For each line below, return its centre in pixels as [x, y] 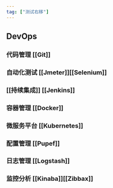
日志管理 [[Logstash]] [38, 161]
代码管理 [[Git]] [28, 54]
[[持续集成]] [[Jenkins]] [41, 90]
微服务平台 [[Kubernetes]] [45, 126]
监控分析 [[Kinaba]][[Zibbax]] [50, 179]
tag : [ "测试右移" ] [28, 12]
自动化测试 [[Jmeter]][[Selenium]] [56, 72]
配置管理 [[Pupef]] [33, 143]
